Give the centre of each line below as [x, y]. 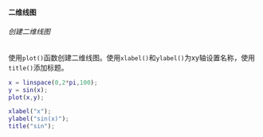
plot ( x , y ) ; [26, 97]
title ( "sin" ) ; [32, 127]
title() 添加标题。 [39, 67]
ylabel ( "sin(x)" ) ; [39, 119]
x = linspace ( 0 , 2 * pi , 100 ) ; [53, 82]
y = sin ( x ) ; [28, 90]
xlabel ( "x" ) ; [30, 112]
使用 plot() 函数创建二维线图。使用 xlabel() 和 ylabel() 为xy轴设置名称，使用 [132, 57]
